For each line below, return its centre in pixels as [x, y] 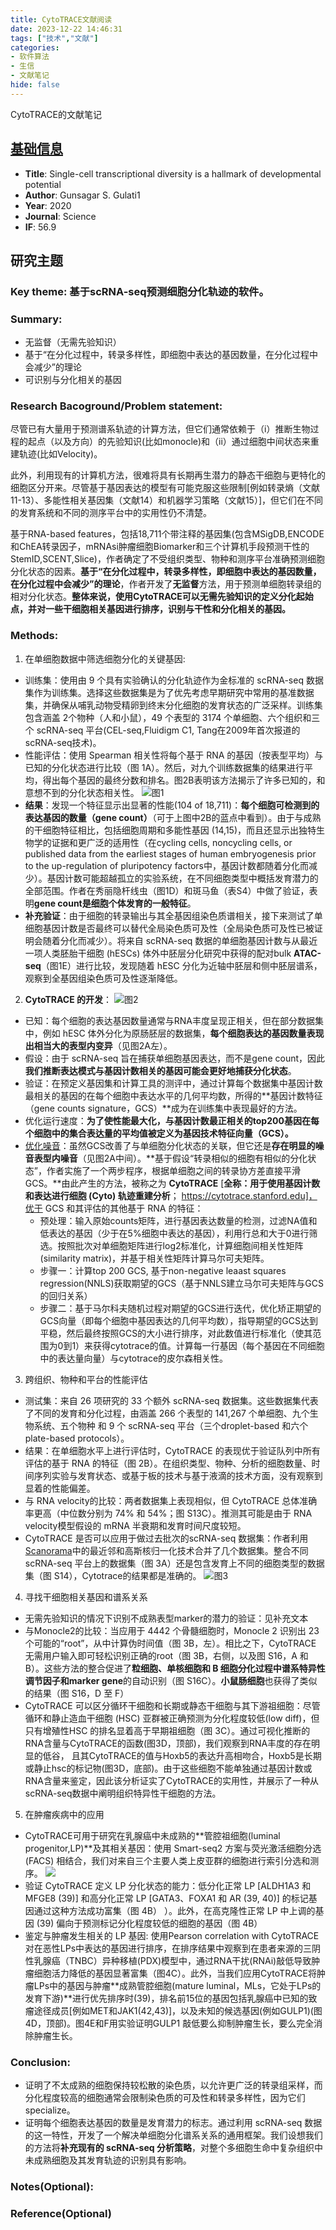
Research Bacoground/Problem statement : [116, 406]
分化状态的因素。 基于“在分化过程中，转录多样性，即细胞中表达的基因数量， [166, 572]
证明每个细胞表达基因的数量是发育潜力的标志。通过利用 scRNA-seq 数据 [173, 2123]
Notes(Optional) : [52, 2186]
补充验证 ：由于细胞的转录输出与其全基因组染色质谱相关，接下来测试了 [169, 915]
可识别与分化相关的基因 [73, 380]
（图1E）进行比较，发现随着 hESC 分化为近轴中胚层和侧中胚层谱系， [181, 965]
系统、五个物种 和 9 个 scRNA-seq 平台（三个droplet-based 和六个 [171, 1425]
